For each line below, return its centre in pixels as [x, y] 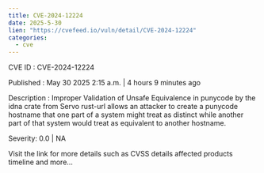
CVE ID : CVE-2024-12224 [52, 67]
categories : [28, 38]
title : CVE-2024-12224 [46, 15]
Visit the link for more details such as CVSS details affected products [121, 154]
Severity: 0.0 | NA [37, 138]
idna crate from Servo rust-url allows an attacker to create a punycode [123, 107]
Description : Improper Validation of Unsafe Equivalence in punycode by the [132, 98]
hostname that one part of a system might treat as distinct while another [126, 115]
